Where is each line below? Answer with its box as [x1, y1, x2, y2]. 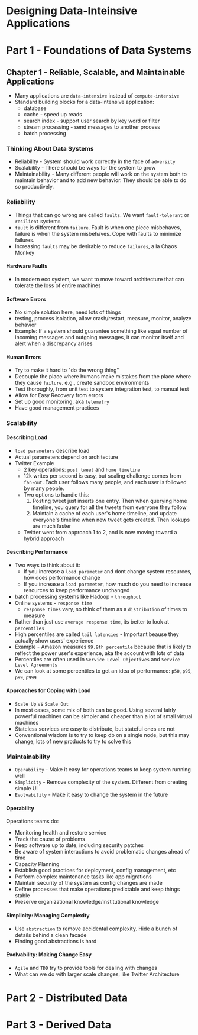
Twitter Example [14, 459, 54, 466]
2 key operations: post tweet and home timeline [23, 466, 141, 473]
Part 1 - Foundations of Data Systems [6, 44, 192, 57]
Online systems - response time [14, 599, 93, 606]
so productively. [14, 183, 54, 190]
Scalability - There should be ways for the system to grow [14, 164, 156, 171]
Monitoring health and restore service [14, 829, 107, 836]
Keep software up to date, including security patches [14, 842, 144, 849]
